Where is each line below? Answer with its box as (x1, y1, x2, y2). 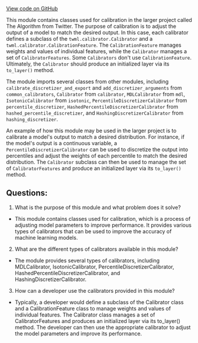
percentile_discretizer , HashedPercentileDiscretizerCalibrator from (6, 103, 178, 110)
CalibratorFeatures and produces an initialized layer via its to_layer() (14, 317, 181, 324)
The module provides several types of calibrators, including (14, 257, 160, 264)
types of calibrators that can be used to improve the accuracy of (14, 227, 172, 235)
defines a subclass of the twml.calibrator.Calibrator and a (6, 35, 153, 42)
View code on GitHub (6, 5, 58, 12)
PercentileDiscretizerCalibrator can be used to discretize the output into (6, 146, 189, 153)
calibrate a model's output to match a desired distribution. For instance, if (6, 133, 185, 141)
